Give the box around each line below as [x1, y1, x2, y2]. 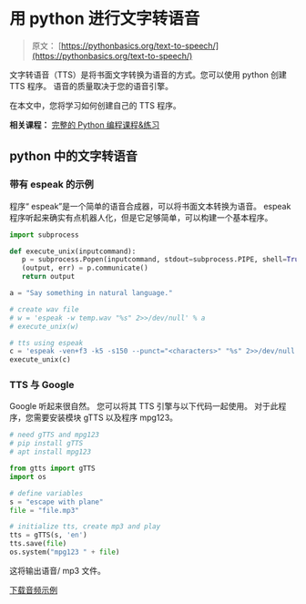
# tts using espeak [9, 338, 84, 347]
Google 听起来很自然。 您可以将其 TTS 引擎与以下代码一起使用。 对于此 [9, 401, 280, 412]
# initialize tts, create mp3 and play [9, 522, 161, 531]
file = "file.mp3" [9, 506, 79, 515]
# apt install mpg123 [9, 447, 92, 456]
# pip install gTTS [9, 439, 84, 448]
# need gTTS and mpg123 [9, 430, 100, 440]
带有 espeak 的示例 [9, 179, 94, 191]
